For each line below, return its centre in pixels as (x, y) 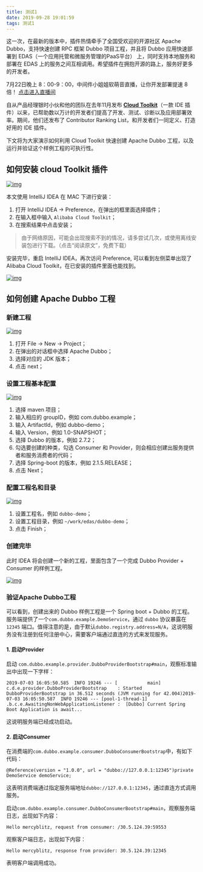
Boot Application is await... (45, 710)
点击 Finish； (31, 529)
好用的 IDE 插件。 (28, 128)
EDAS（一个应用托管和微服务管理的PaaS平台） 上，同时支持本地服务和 (107, 56)
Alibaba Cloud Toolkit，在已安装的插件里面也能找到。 (73, 266)
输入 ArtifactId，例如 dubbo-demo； (60, 425)
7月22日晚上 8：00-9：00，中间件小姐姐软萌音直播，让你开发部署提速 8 (97, 84)
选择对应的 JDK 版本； (43, 358)
